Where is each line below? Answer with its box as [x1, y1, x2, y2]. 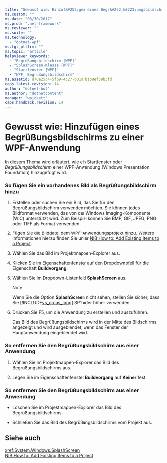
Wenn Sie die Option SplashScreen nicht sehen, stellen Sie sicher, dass [12, 294, 160, 300]
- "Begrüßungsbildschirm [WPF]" [9, 58, 77, 63]
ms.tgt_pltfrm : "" [5, 44, 43, 49]
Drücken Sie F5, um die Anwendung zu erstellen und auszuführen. [12, 309, 148, 315]
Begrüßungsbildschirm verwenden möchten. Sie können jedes [12, 205, 140, 211]
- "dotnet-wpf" [9, 40, 41, 45]
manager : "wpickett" [5, 95, 48, 100]
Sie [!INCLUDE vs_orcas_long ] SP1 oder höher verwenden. [12, 300, 131, 306]
